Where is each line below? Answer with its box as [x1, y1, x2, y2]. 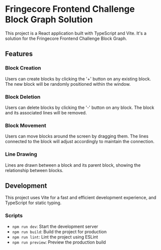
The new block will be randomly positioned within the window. [5, 81, 131, 87]
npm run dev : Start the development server [12, 223, 98, 229]
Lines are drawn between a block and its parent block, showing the [5, 162, 141, 168]
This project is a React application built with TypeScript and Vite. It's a [5, 30, 147, 36]
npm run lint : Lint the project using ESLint [12, 234, 98, 240]
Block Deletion [5, 93, 41, 100]
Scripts [5, 212, 23, 219]
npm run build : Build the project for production [12, 228, 107, 235]
